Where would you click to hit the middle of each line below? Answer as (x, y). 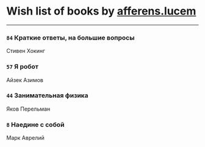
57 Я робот (22, 67)
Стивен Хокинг (26, 51)
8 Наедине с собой (35, 125)
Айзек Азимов (25, 80)
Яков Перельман (28, 109)
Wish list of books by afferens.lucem (101, 11)
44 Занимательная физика (47, 95)
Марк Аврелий (25, 138)
